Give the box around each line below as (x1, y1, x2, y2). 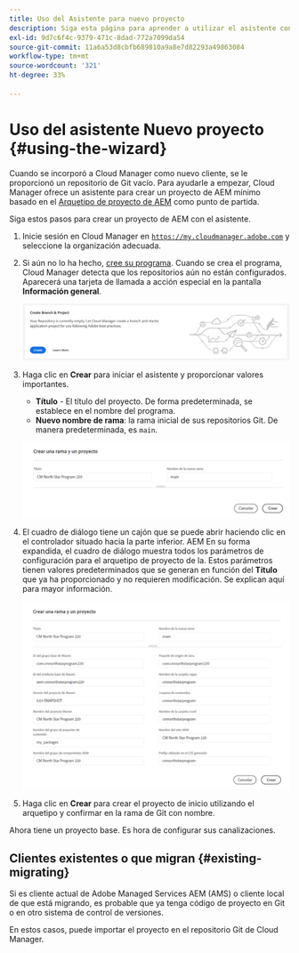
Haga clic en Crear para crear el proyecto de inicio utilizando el (21, 798, 255, 809)
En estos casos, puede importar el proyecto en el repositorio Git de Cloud (9, 925, 279, 935)
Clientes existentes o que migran (9, 851, 196, 866)
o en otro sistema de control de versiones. (9, 908, 165, 918)
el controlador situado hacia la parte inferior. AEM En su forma (21, 537, 251, 547)
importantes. (21, 379, 69, 390)
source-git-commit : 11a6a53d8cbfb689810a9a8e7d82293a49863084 (9, 43, 245, 52)
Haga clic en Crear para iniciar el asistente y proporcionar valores (21, 369, 264, 380)
